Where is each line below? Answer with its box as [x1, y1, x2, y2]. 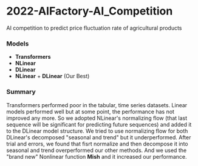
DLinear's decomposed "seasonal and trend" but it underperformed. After [6, 133, 191, 141]
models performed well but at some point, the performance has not [6, 108, 175, 115]
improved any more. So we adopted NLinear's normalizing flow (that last [6, 114, 188, 122]
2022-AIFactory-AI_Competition [6, 4, 173, 18]
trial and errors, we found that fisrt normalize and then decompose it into [6, 140, 188, 147]
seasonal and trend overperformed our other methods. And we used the [6, 147, 187, 154]
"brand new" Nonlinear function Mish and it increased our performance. [6, 153, 187, 160]
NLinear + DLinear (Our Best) [15, 73, 90, 80]
